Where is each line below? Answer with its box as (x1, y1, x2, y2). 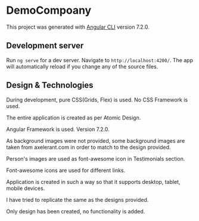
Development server (6, 41, 84, 51)
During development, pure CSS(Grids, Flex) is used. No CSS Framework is (6, 96, 188, 103)
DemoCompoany (6, 4, 92, 17)
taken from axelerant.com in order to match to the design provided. (6, 143, 171, 151)
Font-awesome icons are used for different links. (6, 167, 126, 174)
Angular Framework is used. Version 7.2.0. (6, 125, 110, 133)
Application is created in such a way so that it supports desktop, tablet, (6, 178, 181, 185)
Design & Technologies (6, 80, 94, 90)
